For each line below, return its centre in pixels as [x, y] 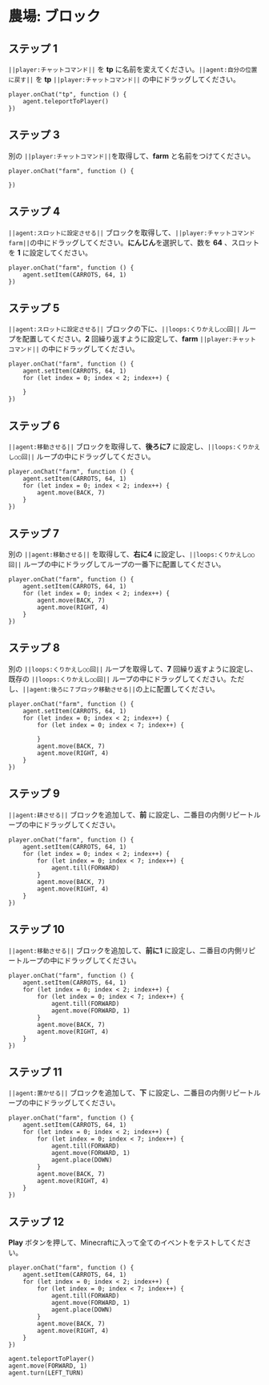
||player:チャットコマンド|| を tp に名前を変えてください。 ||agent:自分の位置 [133, 69]
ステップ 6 [34, 426]
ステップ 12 [36, 1222]
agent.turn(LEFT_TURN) [46, 1373]
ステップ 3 [34, 135]
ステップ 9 [34, 794]
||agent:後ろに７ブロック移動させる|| [79, 689]
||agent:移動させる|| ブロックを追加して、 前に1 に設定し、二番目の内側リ [128, 950]
